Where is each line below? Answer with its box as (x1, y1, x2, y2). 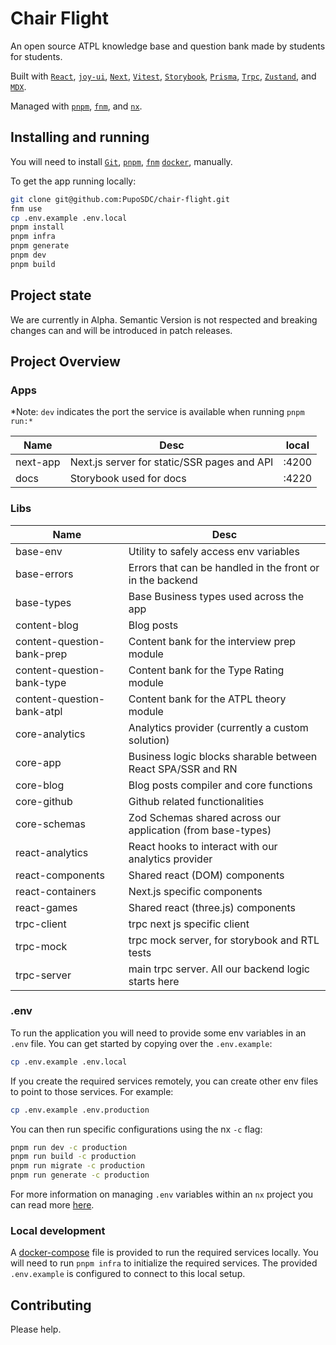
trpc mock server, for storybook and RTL (128, 933, 320, 947)
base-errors (15, 567, 74, 581)
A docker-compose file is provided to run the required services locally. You (10, 1247, 319, 1259)
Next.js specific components (128, 884, 263, 898)
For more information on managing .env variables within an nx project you (10, 1188, 314, 1201)
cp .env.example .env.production (10, 1105, 150, 1115)
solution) (128, 733, 170, 747)
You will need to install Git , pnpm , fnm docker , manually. (10, 155, 233, 167)
